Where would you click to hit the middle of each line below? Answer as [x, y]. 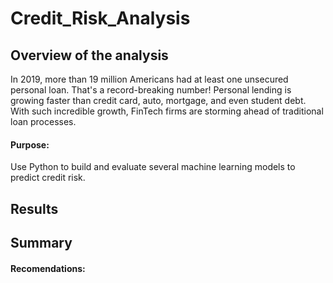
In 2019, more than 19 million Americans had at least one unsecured [149, 79]
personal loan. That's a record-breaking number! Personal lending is [151, 90]
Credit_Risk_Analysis [100, 18]
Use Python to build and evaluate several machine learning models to [153, 167]
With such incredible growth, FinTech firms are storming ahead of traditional [167, 111]
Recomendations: [48, 268]
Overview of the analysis [89, 55]
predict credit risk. [48, 178]
